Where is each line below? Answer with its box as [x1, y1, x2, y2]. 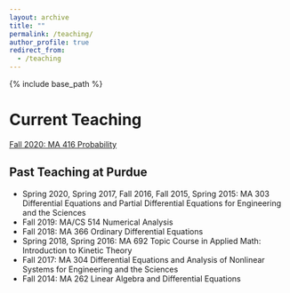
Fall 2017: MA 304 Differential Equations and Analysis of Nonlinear [21, 254, 265, 265]
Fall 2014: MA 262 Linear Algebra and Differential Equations [21, 273, 242, 284]
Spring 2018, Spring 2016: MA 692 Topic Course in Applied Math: [21, 235, 262, 246]
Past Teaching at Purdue [9, 165, 149, 180]
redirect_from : [9, 46, 66, 55]
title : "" [9, 21, 46, 30]
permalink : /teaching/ [9, 29, 93, 38]
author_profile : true [9, 37, 90, 47]
